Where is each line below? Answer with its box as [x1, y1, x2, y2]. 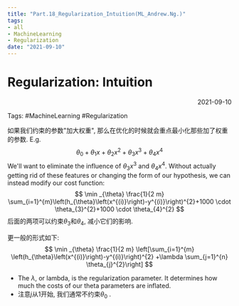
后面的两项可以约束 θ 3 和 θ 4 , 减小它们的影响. [7, 216, 134, 227]
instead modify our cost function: [7, 179, 105, 187]
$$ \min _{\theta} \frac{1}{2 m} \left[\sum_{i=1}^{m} [44, 245, 195, 253]
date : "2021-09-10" [7, 43, 65, 51]
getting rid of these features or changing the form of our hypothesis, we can [7, 171, 231, 179]
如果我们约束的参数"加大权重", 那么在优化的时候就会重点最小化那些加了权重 [7, 126, 228, 134]
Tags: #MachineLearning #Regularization [7, 111, 128, 120]
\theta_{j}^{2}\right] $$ [86, 260, 153, 268]
